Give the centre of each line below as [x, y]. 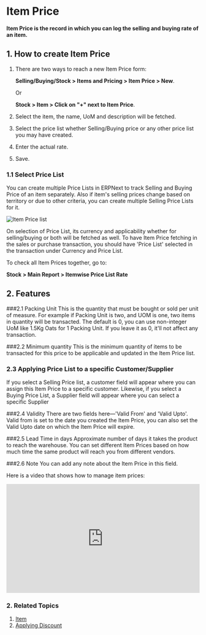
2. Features [29, 294]
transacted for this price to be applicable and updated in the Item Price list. [101, 353]
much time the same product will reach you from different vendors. [91, 452]
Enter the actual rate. [42, 147]
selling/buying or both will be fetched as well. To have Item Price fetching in [102, 238]
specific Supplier [28, 402]
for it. [13, 207]
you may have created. [44, 135]
